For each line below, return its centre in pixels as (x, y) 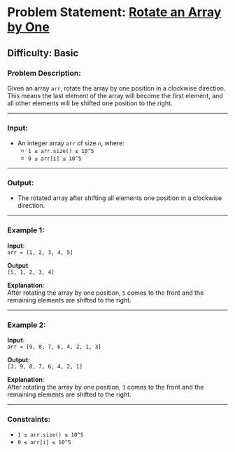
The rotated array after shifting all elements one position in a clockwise (120, 198)
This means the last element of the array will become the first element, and (115, 95)
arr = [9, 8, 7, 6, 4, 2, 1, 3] (54, 347)
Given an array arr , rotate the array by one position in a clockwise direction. (116, 88)
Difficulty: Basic (43, 53)
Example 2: (27, 325)
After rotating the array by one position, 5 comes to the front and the (106, 293)
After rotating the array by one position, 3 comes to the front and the (106, 387)
